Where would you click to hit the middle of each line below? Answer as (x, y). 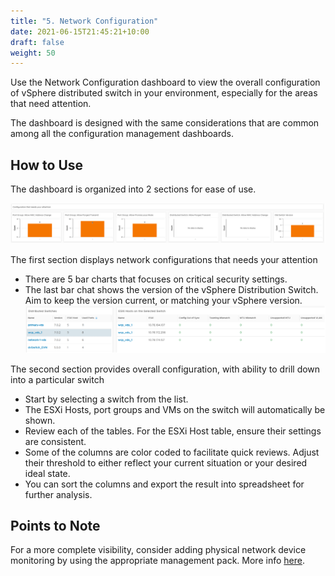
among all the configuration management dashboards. (122, 134)
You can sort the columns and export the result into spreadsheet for (164, 484)
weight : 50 (33, 53)
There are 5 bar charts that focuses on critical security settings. (156, 279)
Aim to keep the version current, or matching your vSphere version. (163, 301)
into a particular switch (57, 379)
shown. (40, 420)
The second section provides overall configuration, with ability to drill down (165, 369)
